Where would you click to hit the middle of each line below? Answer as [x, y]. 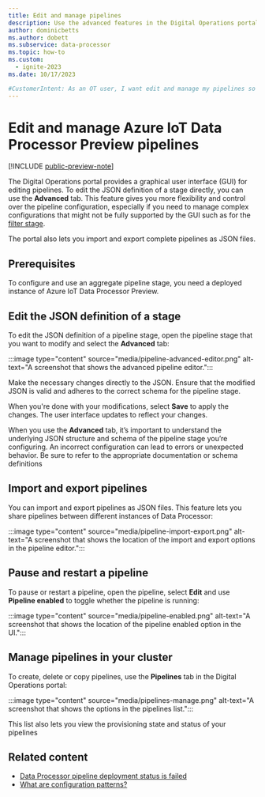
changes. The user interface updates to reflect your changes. [108, 415]
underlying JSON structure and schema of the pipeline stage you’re [118, 439]
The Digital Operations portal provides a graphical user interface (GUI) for [128, 182]
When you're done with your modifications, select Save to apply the [118, 406]
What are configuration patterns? [73, 784]
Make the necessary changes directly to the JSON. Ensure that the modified [132, 383]
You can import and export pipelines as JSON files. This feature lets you [125, 508]
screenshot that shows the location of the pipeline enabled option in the [125, 624]
